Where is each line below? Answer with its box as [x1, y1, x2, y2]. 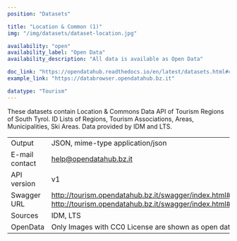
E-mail [11, 149, 34, 159]
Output [11, 138, 34, 148]
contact [11, 158, 37, 168]
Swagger [11, 190, 41, 200]
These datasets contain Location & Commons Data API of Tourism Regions [7, 107, 224, 115]
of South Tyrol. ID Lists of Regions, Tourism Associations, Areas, [7, 114, 194, 123]
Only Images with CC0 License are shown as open [51, 222, 218, 232]
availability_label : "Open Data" [7, 49, 106, 57]
